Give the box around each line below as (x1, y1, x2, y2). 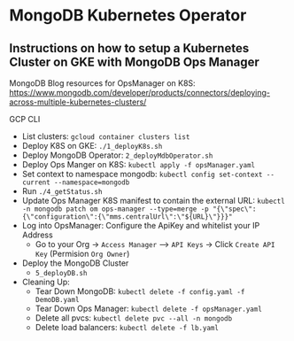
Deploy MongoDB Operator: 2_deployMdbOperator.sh (21, 150, 213, 160)
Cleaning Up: (21, 276, 71, 287)
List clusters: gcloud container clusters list (21, 131, 190, 142)
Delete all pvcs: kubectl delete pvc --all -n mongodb (35, 313, 233, 323)
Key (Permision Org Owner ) (35, 249, 130, 259)
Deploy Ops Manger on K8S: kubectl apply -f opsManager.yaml (21, 159, 256, 169)
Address (21, 229, 53, 240)
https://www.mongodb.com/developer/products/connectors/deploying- (9, 88, 271, 97)
